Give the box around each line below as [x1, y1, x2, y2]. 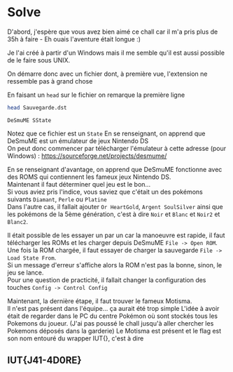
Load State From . [7, 253, 57, 262]
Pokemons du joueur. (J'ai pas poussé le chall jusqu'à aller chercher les [7, 319, 214, 327]
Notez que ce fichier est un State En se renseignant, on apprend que [7, 129, 206, 138]
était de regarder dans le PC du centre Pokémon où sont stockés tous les [7, 312, 218, 320]
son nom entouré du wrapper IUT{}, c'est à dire [7, 334, 144, 343]
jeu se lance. [7, 268, 44, 277]
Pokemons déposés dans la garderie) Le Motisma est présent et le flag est [7, 326, 222, 335]
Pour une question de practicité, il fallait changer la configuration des [7, 275, 206, 284]
